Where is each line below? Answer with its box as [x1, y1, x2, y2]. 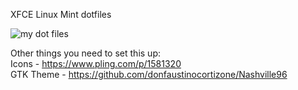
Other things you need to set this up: [10, 47, 161, 59]
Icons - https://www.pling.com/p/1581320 [10, 58, 182, 69]
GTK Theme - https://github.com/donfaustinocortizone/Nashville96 [10, 69, 288, 80]
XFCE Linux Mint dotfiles [10, 9, 112, 20]
